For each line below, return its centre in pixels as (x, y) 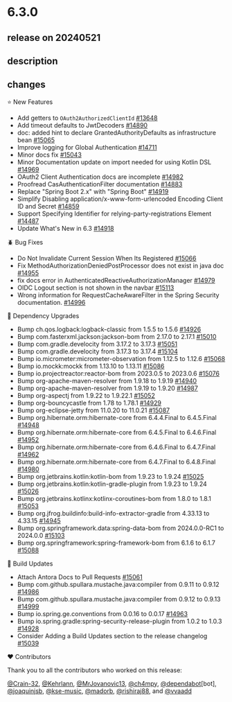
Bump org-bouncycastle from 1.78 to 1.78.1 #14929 (89, 403)
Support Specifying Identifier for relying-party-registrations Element (114, 213)
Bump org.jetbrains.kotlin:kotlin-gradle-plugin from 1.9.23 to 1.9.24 (112, 484)
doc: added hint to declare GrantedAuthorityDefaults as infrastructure (117, 132)
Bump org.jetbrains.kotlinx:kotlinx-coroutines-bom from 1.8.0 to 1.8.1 (114, 498)
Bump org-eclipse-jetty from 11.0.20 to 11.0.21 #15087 (93, 410)
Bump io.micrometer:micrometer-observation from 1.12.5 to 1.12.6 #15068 (121, 358)
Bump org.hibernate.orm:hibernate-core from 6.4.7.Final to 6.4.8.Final (116, 462)
